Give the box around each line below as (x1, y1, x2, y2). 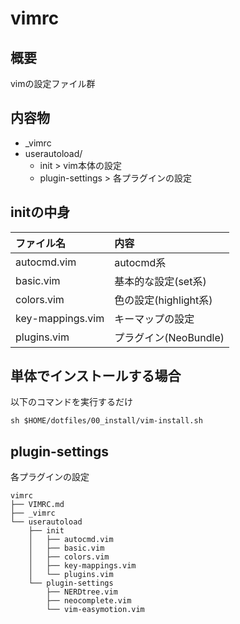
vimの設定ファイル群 (10, 78, 96, 89)
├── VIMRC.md (10, 500, 65, 510)
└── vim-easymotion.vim (46, 605, 145, 615)
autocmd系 (114, 255, 167, 269)
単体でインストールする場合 (10, 368, 182, 385)
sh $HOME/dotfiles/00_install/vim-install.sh (10, 416, 203, 426)
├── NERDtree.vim (46, 587, 118, 597)
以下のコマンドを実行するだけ (10, 396, 133, 408)
